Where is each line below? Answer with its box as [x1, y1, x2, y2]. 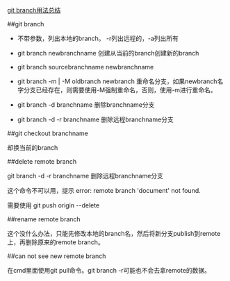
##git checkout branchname [7, 129, 89, 137]
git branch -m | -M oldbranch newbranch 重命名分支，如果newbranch [17, 77, 217, 85]
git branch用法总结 [7, 6, 61, 14]
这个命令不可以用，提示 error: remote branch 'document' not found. [7, 187, 202, 194]
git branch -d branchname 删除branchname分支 [17, 101, 155, 109]
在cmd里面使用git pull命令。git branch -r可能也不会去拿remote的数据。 [7, 266, 211, 274]
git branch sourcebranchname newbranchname [17, 63, 154, 71]
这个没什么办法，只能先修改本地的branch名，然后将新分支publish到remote [7, 230, 221, 237]
